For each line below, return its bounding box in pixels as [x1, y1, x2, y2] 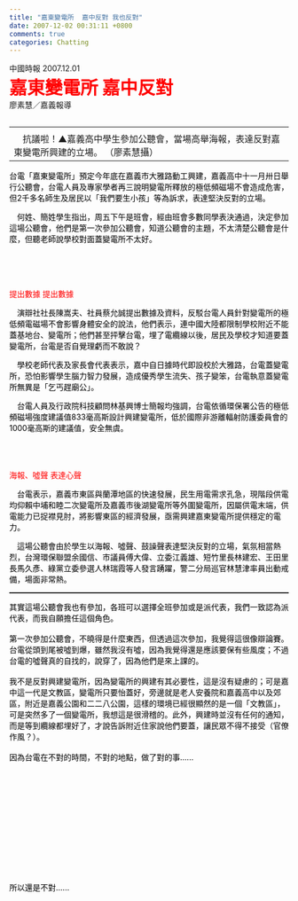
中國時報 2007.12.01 [9, 63, 81, 74]
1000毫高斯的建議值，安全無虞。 [9, 423, 129, 434]
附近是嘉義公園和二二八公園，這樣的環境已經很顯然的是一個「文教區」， [24, 698, 286, 709]
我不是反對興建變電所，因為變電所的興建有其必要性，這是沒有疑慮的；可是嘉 [9, 676, 289, 687]
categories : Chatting [9, 37, 90, 47]
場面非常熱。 [24, 574, 72, 585]
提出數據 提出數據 [9, 289, 74, 300]
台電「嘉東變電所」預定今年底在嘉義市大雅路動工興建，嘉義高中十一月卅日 [9, 170, 281, 182]
